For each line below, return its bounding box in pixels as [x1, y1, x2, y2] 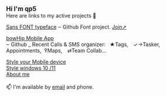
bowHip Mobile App [6, 35, 54, 41]
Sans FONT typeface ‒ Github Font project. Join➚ [6, 23, 127, 30]
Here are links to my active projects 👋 [6, 12, 97, 19]
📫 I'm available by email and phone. [6, 84, 94, 90]
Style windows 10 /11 [6, 65, 56, 72]
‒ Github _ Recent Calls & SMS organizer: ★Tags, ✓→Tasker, [6, 41, 160, 48]
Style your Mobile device [6, 58, 66, 65]
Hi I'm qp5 [6, 5, 37, 13]
